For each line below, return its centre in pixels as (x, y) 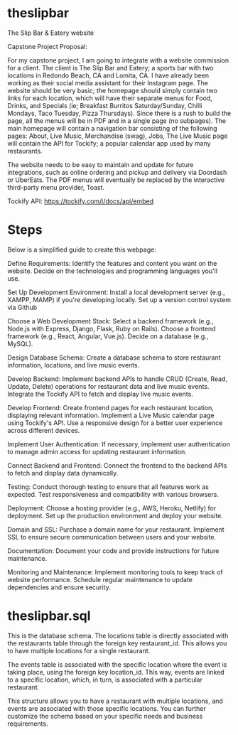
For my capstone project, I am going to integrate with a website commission (118, 60)
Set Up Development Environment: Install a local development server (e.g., (116, 292)
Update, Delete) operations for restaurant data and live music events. (108, 386)
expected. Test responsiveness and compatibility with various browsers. (113, 494)
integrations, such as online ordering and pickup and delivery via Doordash (117, 172)
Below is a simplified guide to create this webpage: (82, 250)
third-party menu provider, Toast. (56, 187)
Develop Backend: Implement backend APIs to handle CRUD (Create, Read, (117, 379)
